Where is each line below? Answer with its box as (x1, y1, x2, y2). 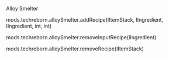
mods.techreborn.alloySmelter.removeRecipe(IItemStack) (6, 45, 144, 52)
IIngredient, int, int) (6, 23, 52, 29)
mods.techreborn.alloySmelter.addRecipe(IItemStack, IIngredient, (6, 16, 164, 23)
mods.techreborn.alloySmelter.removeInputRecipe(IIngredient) (6, 34, 157, 40)
